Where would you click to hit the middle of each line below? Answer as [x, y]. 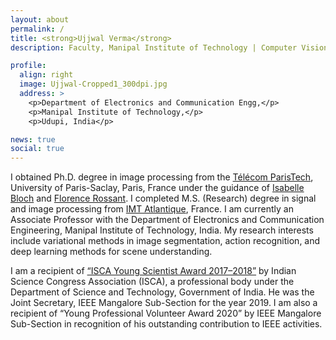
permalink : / [37, 29]
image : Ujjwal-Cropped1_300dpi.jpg [93, 84]
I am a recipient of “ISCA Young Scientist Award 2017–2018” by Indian [153, 271]
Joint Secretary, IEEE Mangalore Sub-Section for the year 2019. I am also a [164, 303]
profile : [28, 66]
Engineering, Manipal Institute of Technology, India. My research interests [162, 230]
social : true [37, 149]
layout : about [40, 19]
